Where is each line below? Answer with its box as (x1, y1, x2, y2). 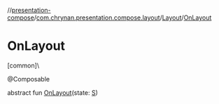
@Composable (7, 74, 50, 83)
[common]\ (7, 61, 40, 70)
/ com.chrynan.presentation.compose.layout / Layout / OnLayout (34, 13, 212, 22)
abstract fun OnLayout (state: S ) (7, 88, 98, 97)
